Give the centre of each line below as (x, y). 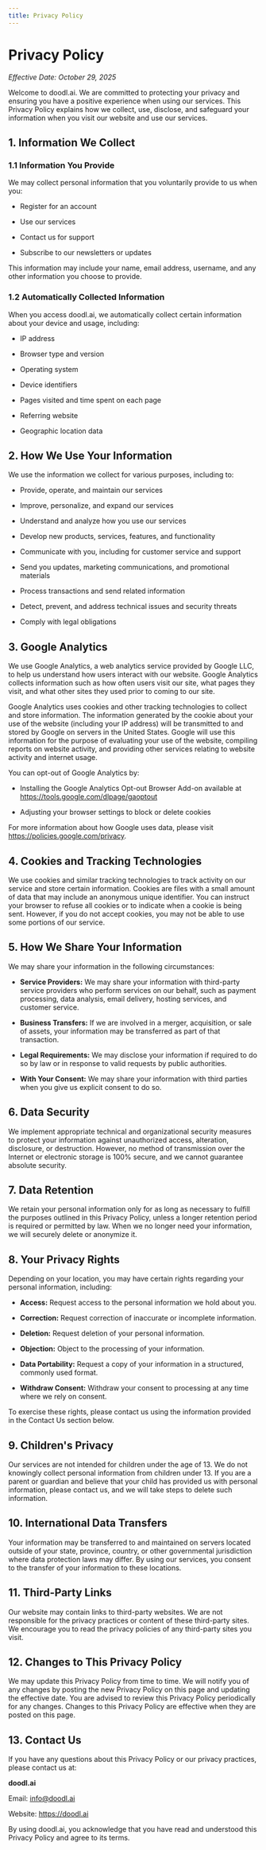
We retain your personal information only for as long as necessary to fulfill (129, 1209)
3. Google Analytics (58, 647)
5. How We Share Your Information (95, 947)
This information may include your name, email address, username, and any (132, 268)
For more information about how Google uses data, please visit (111, 828)
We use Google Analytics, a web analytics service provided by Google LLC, (131, 666)
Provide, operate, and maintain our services (91, 491)
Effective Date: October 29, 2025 (62, 77)
